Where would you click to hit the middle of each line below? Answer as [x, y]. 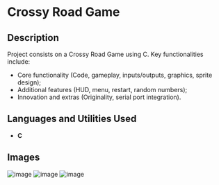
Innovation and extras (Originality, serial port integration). [99, 97]
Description [33, 38]
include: [19, 62]
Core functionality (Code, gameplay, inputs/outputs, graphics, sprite [115, 75]
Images [24, 158]
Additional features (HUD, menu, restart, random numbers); [102, 90]
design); [29, 82]
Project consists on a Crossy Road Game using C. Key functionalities [105, 54]
